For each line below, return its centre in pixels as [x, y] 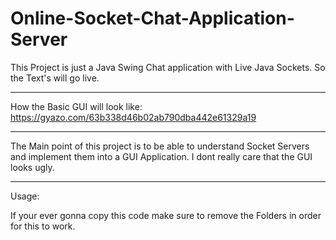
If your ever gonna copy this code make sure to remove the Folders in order [166, 215]
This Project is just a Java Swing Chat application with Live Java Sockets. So [168, 67]
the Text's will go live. [55, 78]
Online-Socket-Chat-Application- [152, 18]
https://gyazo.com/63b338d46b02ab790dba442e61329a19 [133, 117]
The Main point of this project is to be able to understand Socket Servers [160, 146]
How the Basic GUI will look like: [76, 106]
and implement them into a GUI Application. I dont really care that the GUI [161, 156]
